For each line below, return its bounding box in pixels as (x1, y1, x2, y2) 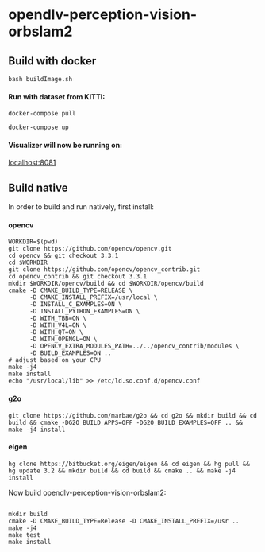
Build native (8, 181, 68, 194)
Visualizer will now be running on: (8, 140, 123, 150)
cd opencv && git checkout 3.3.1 (8, 252, 119, 260)
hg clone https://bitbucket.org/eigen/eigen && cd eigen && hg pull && (8, 460, 250, 468)
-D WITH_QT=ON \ (29, 328, 83, 336)
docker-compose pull (8, 110, 77, 118)
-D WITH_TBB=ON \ (29, 314, 87, 323)
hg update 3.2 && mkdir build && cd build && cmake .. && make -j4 (8, 467, 236, 475)
